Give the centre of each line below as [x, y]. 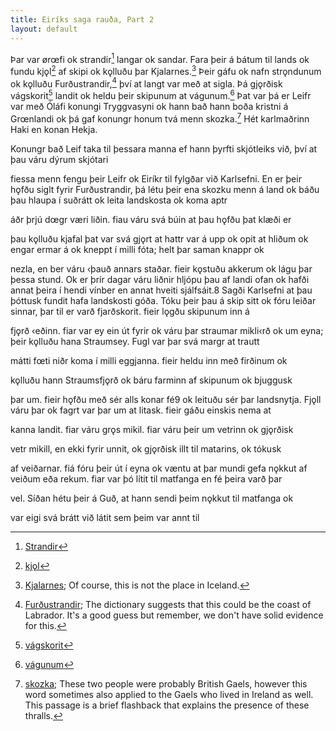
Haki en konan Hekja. [54, 129]
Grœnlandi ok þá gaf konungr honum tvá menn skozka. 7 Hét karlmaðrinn [160, 118]
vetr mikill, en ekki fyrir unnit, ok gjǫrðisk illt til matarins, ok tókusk [146, 448]
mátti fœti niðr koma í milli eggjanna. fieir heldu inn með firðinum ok [149, 360]
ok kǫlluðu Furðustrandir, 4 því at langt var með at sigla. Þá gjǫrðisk [146, 83]
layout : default [44, 29]
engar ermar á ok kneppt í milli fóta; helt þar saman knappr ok [137, 249]
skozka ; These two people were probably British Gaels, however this [166, 683]
